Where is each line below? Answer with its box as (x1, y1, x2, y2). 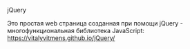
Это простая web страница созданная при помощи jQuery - (7, 19, 183, 27)
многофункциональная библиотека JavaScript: (7, 27, 145, 35)
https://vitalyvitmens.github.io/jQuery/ (7, 34, 115, 42)
